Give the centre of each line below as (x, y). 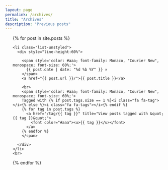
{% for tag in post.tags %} (51, 109)
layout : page (19, 10)
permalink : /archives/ (29, 15)
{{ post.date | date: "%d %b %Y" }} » (67, 70)
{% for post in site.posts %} (41, 38)
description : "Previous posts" (38, 24)
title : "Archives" (24, 19)
